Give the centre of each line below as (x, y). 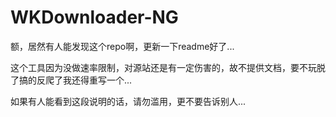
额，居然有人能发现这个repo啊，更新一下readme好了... (122, 46)
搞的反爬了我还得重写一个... (75, 80)
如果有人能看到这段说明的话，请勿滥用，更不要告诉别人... (128, 101)
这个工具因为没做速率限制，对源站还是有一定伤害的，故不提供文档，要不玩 (163, 67)
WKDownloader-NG (94, 17)
